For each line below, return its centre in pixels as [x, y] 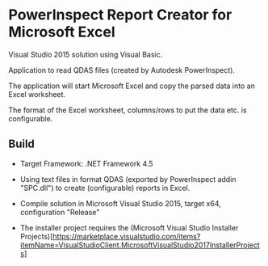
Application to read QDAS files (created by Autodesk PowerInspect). [122, 70]
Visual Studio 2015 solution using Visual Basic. [86, 54]
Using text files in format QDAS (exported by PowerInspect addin [128, 179]
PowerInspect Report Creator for [120, 15]
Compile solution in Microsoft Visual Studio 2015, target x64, [120, 203]
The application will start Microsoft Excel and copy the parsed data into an [132, 86]
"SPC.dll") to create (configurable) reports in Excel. [105, 188]
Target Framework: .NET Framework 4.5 [86, 163]
